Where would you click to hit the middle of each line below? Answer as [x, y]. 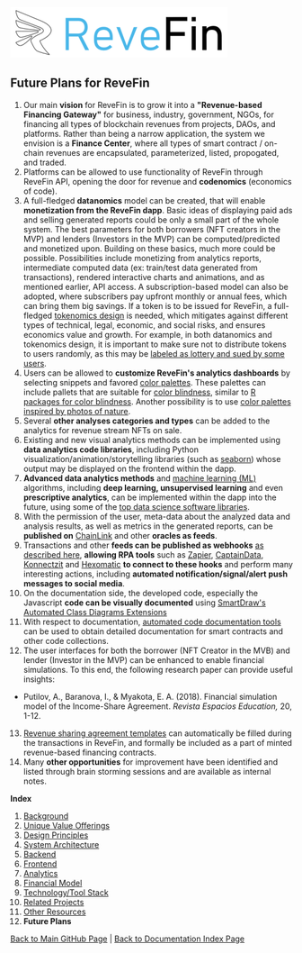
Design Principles [56, 835]
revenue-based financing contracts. [89, 752]
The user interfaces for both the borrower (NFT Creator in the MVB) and [156, 650]
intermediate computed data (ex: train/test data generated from [141, 268]
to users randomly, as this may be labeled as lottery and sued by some [154, 353]
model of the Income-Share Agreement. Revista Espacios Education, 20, [158, 706]
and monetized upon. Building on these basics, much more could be [149, 248]
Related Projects [53, 902]
